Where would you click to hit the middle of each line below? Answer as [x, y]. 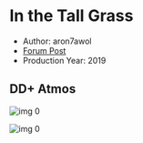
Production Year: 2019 [64, 60]
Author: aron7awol [57, 41]
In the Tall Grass [71, 16]
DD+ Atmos [43, 89]
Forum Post [44, 50]
